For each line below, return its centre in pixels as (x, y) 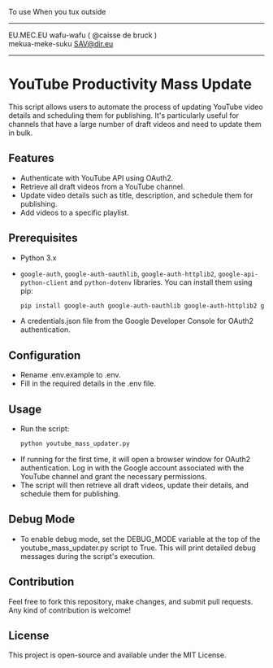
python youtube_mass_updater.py (75, 444)
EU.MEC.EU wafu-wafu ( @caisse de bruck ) (83, 35)
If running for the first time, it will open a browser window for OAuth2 (135, 459)
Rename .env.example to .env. (70, 375)
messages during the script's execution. (87, 556)
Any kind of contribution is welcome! (70, 610)
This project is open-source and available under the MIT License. (117, 655)
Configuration (45, 355)
